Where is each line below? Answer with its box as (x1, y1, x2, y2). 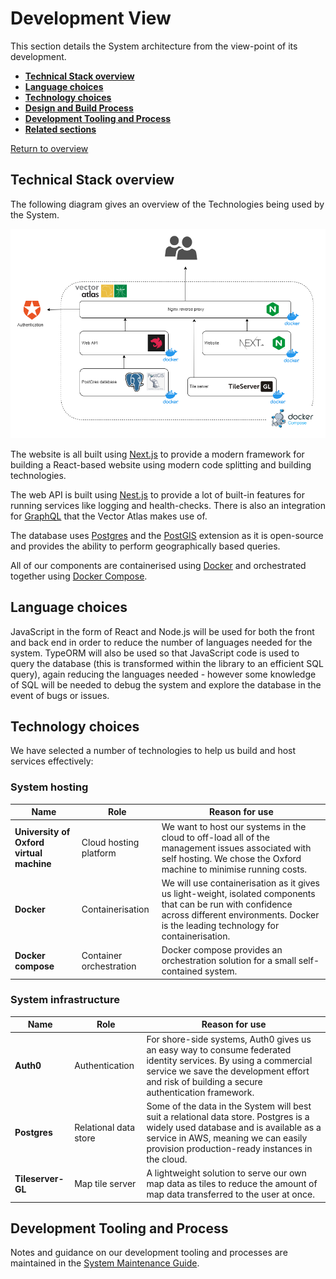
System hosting (10, 780, 89, 794)
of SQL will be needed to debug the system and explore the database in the (10, 678, 322, 691)
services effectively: (10, 755, 94, 767)
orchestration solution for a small (161, 955, 297, 966)
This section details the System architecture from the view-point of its (10, 40, 298, 52)
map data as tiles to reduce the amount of (146, 1178, 318, 1190)
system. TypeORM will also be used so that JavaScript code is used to (10, 647, 300, 659)
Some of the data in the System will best (146, 1100, 312, 1112)
